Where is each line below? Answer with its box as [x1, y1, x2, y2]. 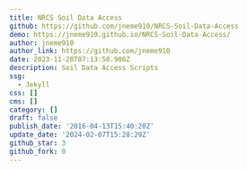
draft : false [9, 113, 58, 122]
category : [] [9, 105, 58, 114]
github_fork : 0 [9, 147, 66, 156]
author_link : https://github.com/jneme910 [9, 47, 171, 56]
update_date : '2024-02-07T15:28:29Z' [9, 130, 151, 139]
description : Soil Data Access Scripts [9, 64, 159, 73]
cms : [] [9, 96, 39, 106]
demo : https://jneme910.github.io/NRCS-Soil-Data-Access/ [9, 30, 231, 39]
